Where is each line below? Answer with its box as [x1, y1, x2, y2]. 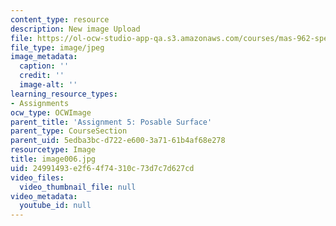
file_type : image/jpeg [10, 42, 105, 53]
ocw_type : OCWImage [10, 107, 92, 118]
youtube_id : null [19, 201, 92, 211]
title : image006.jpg [10, 154, 97, 164]
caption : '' [19, 61, 70, 71]
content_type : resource [10, 14, 110, 25]
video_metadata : [10, 191, 78, 201]
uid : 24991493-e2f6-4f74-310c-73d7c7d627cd [10, 163, 195, 173]
